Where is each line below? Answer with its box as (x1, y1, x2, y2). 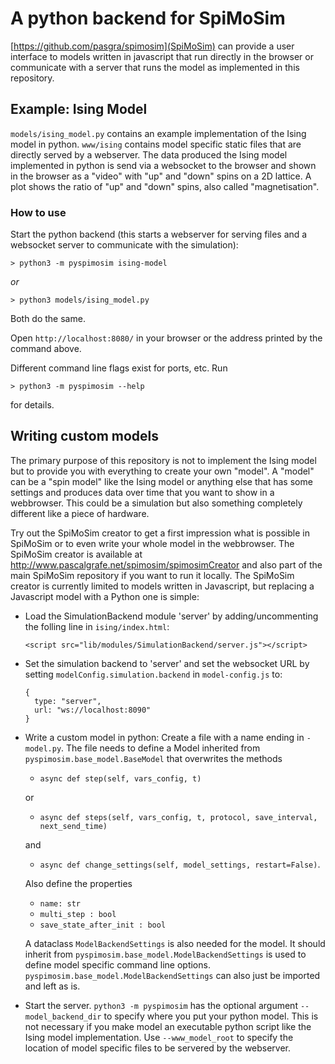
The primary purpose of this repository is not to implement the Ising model (10, 454, 317, 466)
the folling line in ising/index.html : (24, 620, 170, 632)
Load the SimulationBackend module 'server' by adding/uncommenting (24, 610, 319, 622)
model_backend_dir (24, 1012, 102, 1022)
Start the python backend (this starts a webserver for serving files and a (10, 228, 308, 241)
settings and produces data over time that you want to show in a (10, 486, 275, 498)
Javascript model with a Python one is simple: (10, 590, 200, 602)
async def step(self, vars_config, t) (39, 773, 202, 784)
